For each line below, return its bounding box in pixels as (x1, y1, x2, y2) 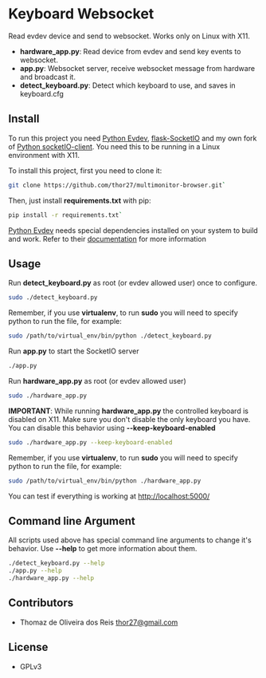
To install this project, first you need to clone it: (8, 165, 162, 175)
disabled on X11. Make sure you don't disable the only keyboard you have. (8, 414, 251, 424)
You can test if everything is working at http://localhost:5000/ (8, 491, 210, 501)
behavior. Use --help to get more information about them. (8, 544, 198, 554)
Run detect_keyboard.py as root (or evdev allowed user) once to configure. (8, 278, 257, 288)
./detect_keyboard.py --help (8, 559, 105, 567)
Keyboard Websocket (8, 5, 155, 23)
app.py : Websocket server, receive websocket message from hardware (19, 63, 256, 73)
